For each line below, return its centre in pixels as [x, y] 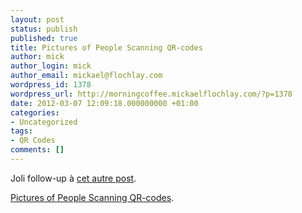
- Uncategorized [44, 122]
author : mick [37, 57]
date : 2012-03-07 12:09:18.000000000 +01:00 [104, 103]
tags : [21, 131]
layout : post [37, 19]
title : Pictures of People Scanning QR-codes [106, 47]
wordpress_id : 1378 [51, 85]
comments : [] [37, 150]
